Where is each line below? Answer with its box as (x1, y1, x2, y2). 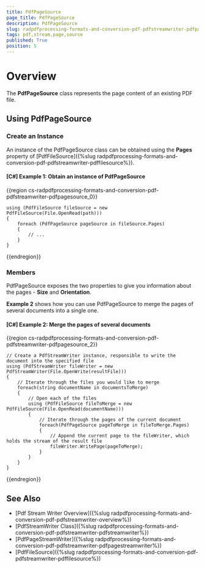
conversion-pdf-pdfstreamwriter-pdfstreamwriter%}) (15, 529, 149, 536)
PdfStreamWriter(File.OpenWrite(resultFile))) (6, 369, 127, 375)
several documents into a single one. (6, 307, 99, 314)
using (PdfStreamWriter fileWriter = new (6, 363, 113, 370)
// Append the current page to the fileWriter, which (49, 433, 190, 439)
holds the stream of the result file (6, 438, 103, 445)
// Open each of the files (28, 395, 97, 402)
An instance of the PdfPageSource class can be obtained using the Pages (6, 146, 192, 153)
